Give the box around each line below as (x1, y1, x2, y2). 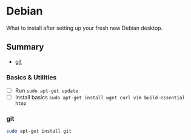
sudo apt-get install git (6, 128, 72, 135)
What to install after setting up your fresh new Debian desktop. (6, 24, 163, 32)
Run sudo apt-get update (15, 87, 79, 95)
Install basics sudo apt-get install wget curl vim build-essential (15, 94, 186, 101)
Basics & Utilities (6, 73, 57, 81)
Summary (6, 42, 44, 52)
